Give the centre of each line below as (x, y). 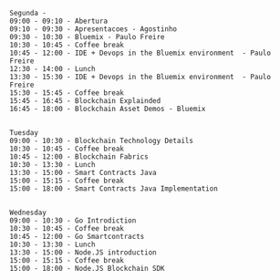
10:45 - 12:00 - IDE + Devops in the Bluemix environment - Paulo (140, 53)
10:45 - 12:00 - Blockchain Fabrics (79, 157)
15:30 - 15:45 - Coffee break (67, 93)
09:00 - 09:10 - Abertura (58, 21)
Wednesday (28, 213)
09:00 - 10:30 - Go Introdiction (73, 221)
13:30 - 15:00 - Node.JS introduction (83, 253)
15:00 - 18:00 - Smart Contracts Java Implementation (114, 189)
